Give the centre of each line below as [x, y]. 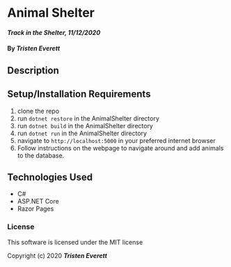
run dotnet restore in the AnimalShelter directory [88, 118]
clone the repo [38, 111]
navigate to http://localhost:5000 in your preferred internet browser [116, 140]
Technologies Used [50, 177]
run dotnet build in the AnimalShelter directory [85, 125]
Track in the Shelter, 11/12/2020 [54, 32]
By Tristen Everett [34, 48]
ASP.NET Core [38, 201]
